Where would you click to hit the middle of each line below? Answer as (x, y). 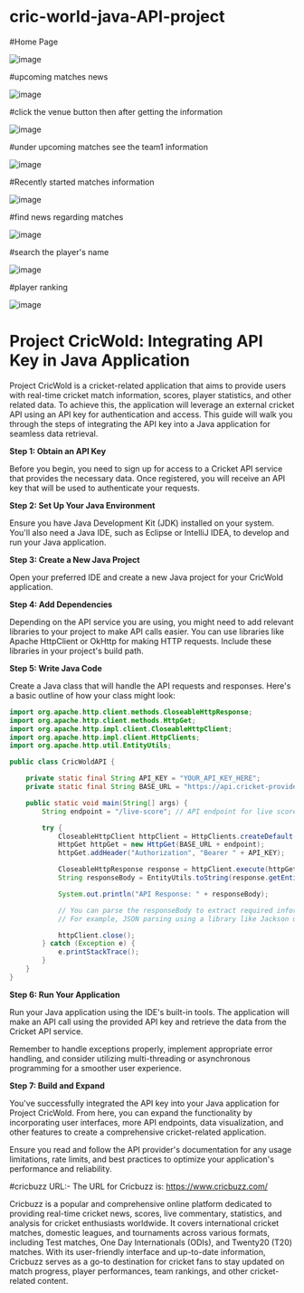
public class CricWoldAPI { (62, 762)
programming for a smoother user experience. (95, 1068)
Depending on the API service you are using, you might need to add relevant (152, 622)
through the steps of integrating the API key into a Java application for (140, 423)
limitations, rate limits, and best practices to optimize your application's (142, 1159)
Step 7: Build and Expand (57, 1085)
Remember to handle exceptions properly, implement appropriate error (141, 1049)
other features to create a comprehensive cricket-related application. (138, 1132)
